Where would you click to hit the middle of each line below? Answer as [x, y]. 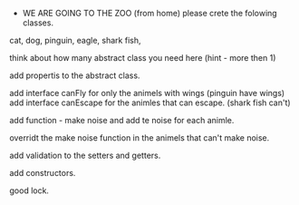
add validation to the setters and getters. [85, 155]
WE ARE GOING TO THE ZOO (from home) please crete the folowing [150, 13]
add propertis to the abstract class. [75, 75]
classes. [38, 23]
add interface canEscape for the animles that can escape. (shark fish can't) [150, 102]
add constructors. [43, 173]
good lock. [29, 190]
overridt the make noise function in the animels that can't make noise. [140, 138]
